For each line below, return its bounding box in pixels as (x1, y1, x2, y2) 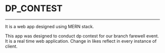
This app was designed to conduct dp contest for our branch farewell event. (5, 33, 159, 39)
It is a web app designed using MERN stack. (5, 23, 94, 29)
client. (5, 43, 18, 49)
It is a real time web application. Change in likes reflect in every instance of (5, 38, 157, 44)
